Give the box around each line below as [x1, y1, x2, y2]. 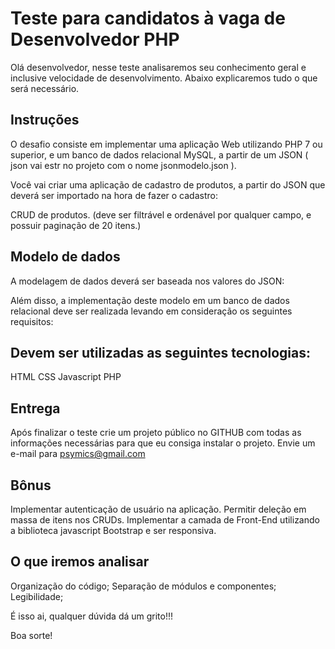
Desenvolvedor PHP [10, 28, 180, 51]
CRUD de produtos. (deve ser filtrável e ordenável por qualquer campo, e [10, 208, 312, 221]
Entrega [10, 400, 61, 417]
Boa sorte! [10, 629, 53, 641]
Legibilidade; [10, 590, 64, 602]
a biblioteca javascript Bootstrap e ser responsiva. [10, 525, 217, 536]
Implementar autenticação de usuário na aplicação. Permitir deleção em [10, 503, 307, 515]
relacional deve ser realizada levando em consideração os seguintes [10, 305, 293, 317]
